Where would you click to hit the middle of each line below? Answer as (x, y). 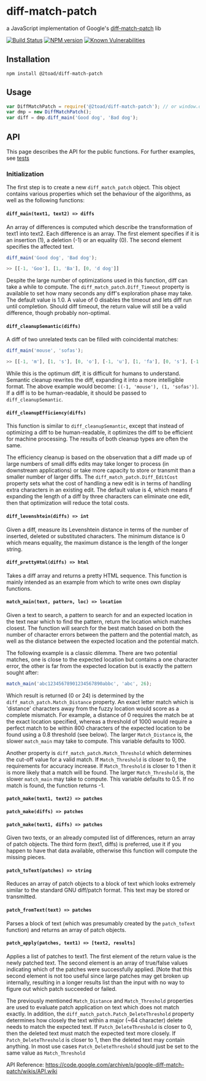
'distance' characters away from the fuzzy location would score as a (93, 708)
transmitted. (21, 897)
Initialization (25, 174)
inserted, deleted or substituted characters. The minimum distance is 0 (96, 536)
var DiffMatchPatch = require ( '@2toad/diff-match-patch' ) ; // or (91, 106)
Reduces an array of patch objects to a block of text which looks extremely (101, 884)
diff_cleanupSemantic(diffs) (44, 326)
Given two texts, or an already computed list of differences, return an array (101, 838)
